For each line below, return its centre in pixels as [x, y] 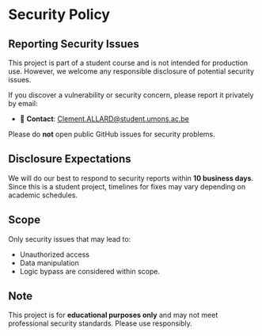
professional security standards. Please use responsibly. [100, 323]
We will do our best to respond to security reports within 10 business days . [131, 178]
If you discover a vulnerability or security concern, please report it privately [131, 95]
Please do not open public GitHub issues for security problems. [112, 134]
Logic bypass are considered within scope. [90, 271]
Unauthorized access [54, 254]
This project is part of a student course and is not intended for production [128, 63]
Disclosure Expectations [70, 159]
